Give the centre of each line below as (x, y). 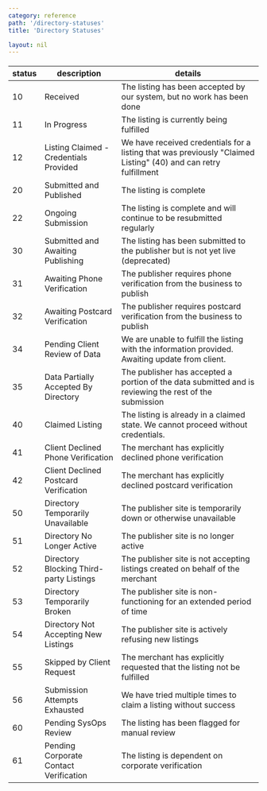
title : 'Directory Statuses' (56, 30)
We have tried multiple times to (179, 695)
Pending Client (72, 344)
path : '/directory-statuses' (56, 23)
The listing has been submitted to (184, 241)
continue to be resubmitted (172, 218)
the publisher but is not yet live (178, 250)
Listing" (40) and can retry (171, 162)
